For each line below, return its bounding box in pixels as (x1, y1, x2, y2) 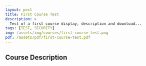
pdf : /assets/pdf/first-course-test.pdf (5, 35, 91, 40)
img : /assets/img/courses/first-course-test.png (5, 30, 108, 35)
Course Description (5, 53, 67, 62)
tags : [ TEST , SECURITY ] (5, 26, 55, 31)
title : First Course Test (5, 12, 59, 17)
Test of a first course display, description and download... (9, 21, 142, 26)
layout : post (5, 7, 32, 12)
